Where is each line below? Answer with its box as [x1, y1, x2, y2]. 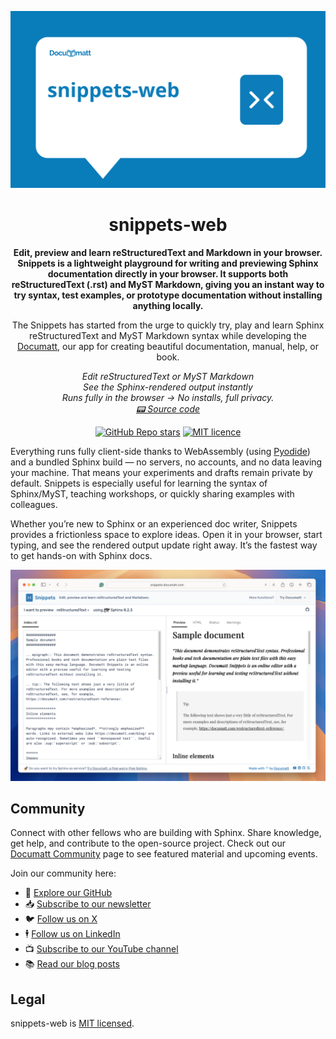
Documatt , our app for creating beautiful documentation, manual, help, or [17, 340, 319, 352]
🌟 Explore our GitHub [24, 887, 113, 899]
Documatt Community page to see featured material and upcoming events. [10, 848, 318, 860]
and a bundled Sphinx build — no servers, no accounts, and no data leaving [10, 456, 323, 468]
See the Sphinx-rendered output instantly [83, 381, 253, 393]
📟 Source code [135, 402, 201, 415]
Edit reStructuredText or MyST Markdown [81, 370, 255, 382]
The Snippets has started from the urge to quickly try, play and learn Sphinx [11, 319, 325, 331]
